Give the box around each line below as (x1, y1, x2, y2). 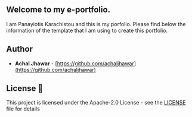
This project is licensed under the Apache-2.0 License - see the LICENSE (6, 99, 186, 106)
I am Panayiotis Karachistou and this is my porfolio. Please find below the (6, 20, 186, 27)
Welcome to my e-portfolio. (6, 5, 111, 15)
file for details (6, 105, 40, 112)
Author (6, 44, 33, 54)
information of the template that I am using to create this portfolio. (6, 27, 168, 34)
